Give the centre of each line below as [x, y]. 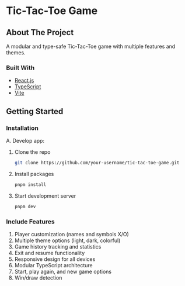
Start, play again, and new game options [63, 271]
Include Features [30, 222]
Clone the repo [32, 152]
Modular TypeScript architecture [54, 265]
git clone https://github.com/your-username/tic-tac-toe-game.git [97, 163]
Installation [22, 128]
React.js [24, 81]
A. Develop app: [25, 140]
